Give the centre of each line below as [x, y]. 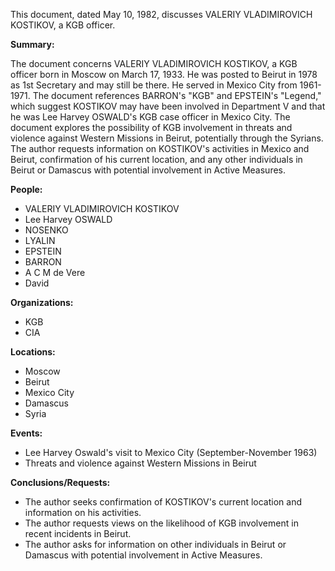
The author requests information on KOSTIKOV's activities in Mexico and [160, 148]
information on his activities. [83, 512]
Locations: [33, 352]
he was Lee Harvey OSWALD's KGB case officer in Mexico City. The [150, 117]
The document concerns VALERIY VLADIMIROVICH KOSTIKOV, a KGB [154, 63]
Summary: [32, 44]
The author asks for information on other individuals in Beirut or [155, 544]
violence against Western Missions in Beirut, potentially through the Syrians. [167, 138]
